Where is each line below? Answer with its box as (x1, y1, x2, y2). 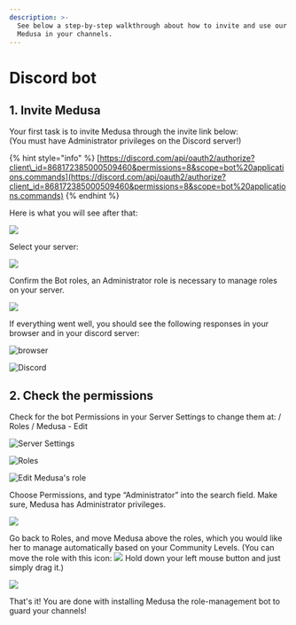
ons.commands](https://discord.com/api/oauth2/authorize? (9, 172, 226, 183)
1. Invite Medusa (9, 103, 101, 118)
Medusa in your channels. (17, 29, 113, 38)
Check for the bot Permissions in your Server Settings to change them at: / (9, 411, 282, 422)
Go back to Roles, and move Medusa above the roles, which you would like (9, 533, 283, 543)
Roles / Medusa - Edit (9, 421, 89, 432)
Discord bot (9, 67, 97, 88)
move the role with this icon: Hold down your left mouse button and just (9, 553, 281, 564)
